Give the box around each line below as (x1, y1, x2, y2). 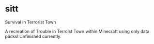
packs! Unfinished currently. (5, 33, 62, 39)
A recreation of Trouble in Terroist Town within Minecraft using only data (5, 28, 150, 34)
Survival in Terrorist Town (5, 19, 57, 25)
